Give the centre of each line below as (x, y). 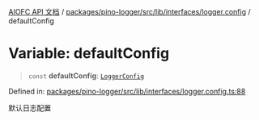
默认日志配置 (30, 108)
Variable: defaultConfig (89, 54)
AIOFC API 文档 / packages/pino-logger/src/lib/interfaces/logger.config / (129, 12)
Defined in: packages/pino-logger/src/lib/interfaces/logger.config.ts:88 (127, 91)
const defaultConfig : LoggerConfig (86, 76)
